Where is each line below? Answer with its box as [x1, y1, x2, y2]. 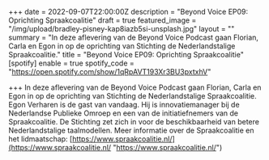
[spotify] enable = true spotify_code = [8, 58, 135, 68]
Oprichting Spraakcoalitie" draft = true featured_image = [8, 15, 197, 25]
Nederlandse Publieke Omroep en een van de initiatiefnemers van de [8, 108, 239, 118]
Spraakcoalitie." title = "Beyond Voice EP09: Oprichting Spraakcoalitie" [8, 50, 245, 59]
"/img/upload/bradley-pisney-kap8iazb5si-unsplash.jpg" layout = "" [8, 24, 235, 33]
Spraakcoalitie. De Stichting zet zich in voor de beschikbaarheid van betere [8, 117, 259, 126]
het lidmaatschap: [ [8, 134, 73, 144]
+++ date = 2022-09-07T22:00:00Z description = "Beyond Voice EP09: [8, 7, 249, 16]
